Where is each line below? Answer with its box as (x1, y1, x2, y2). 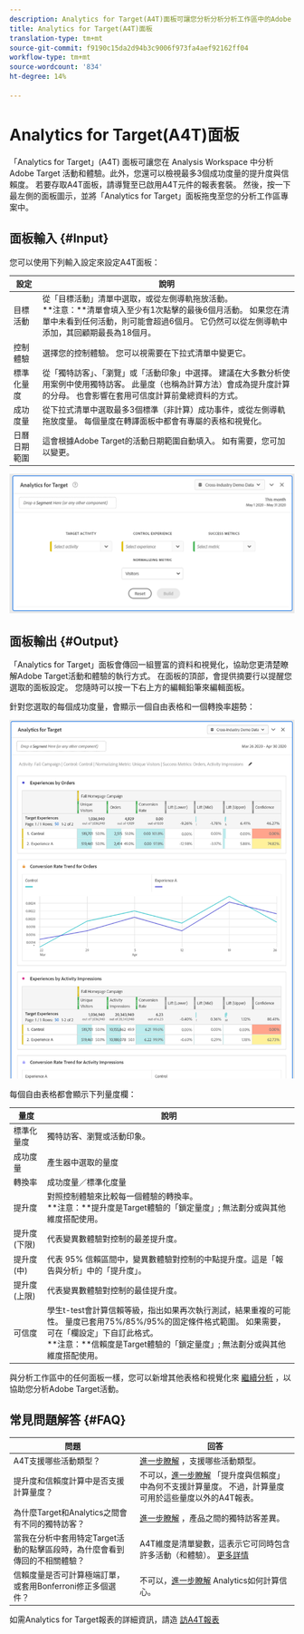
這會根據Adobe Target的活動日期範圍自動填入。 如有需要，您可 (42, 435, 278, 446)
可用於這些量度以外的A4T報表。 (139, 1493, 260, 1503)
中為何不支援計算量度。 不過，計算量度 (139, 1481, 285, 1492)
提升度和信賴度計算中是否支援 (13, 1475, 125, 1486)
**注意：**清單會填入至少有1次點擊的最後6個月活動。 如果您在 (42, 305, 282, 316)
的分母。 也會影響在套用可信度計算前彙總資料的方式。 (42, 390, 243, 401)
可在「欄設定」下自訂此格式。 (46, 1328, 158, 1338)
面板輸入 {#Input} (9, 231, 109, 247)
